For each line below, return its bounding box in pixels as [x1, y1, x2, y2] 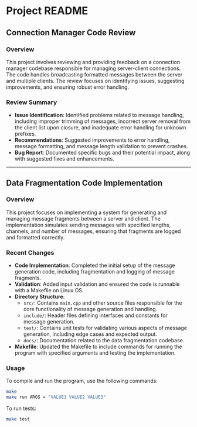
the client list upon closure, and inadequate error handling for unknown [14, 124, 186, 131]
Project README [6, 4, 89, 18]
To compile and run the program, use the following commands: [6, 378, 158, 385]
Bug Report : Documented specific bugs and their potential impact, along [14, 149, 191, 156]
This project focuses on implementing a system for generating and [6, 209, 167, 216]
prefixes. [14, 131, 36, 138]
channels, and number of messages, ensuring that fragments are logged [6, 228, 181, 235]
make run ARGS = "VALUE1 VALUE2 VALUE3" [6, 394, 107, 401]
